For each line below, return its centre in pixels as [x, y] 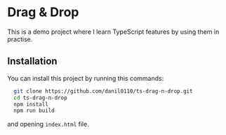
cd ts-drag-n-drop [41, 98]
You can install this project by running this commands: [86, 78]
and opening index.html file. [48, 124]
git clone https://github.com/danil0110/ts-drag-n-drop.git [103, 91]
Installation [32, 62]
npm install [31, 104]
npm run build [34, 111]
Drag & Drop [43, 12]
